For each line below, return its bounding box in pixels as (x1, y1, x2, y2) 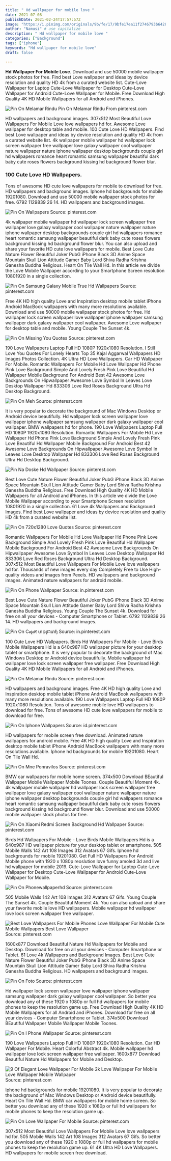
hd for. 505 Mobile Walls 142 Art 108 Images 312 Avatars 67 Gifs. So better (5, 1134, 161, 1140)
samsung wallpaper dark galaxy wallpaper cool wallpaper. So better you (5, 993, 157, 999)
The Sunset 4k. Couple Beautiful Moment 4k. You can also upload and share (5, 899, 165, 905)
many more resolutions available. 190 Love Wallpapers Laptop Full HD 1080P (5, 696, 165, 702)
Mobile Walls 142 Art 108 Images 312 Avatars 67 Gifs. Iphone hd (5, 847, 139, 853)
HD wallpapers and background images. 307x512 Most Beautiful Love (5, 115, 152, 121)
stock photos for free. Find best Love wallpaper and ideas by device (5, 74, 148, 80)
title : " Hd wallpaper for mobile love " (5, 7, 95, 13)
